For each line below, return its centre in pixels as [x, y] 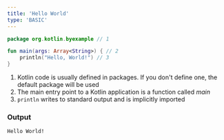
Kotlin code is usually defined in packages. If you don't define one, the [117, 77]
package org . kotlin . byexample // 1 [58, 39]
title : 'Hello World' [38, 13]
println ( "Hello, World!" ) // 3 [64, 58]
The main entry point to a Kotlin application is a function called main [113, 92]
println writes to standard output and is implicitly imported [101, 99]
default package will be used [58, 84]
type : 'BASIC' [28, 20]
